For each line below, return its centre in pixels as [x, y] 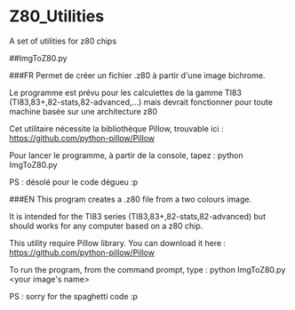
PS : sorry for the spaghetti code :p [73, 296]
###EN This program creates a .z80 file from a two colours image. [130, 199]
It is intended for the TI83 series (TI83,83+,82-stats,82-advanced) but [138, 216]
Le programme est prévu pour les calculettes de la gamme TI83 [126, 92]
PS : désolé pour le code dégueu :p [74, 182]
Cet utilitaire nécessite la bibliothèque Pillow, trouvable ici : [116, 128]
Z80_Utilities [57, 16]
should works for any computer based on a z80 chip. [106, 226]
